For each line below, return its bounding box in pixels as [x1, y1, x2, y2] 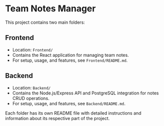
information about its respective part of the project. [5, 115, 110, 121]
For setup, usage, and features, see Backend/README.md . [12, 100, 126, 106]
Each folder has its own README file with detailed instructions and [5, 110, 142, 116]
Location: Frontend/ [12, 46, 53, 52]
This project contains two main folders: [5, 19, 85, 25]
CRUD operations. [12, 95, 50, 101]
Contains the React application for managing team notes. [12, 52, 129, 58]
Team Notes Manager [5, 3, 96, 14]
